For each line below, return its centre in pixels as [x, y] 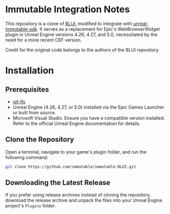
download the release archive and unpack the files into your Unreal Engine [84, 200]
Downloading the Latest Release [58, 183]
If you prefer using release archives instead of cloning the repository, [78, 195]
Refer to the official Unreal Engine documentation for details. [77, 123]
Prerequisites [27, 89]
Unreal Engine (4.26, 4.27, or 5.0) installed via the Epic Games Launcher [89, 107]
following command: [27, 157]
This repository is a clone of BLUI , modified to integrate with [69, 24]
